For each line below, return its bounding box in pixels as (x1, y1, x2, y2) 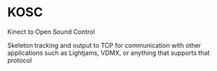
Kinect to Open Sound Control (7, 27, 96, 36)
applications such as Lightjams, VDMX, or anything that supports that (7, 49, 211, 57)
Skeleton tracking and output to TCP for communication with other (7, 41, 201, 49)
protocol (7, 56, 32, 64)
